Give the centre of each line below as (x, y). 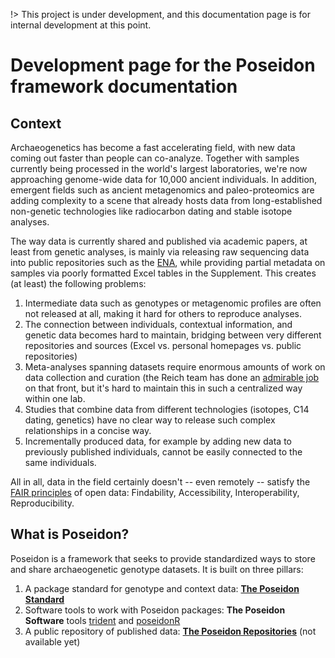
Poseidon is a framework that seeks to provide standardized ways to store (163, 558)
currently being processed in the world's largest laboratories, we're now (159, 168)
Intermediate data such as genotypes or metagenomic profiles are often (173, 303)
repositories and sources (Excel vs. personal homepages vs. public (163, 345)
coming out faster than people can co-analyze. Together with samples (155, 158)
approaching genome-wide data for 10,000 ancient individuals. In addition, (164, 179)
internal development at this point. (81, 25)
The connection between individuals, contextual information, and (158, 324)
